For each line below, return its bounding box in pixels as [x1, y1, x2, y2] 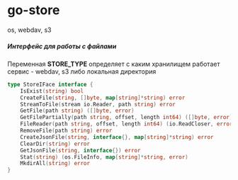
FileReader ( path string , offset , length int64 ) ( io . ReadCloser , [20, 120, 214, 128]
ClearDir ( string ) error [20, 140, 91, 147]
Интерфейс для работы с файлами [7, 42, 117, 50]
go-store [7, 2, 60, 18]
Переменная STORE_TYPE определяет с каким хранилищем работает [7, 60, 220, 68]
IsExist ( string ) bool [20, 87, 84, 94]
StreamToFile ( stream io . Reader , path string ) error [20, 101, 176, 108]
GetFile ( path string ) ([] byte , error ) [20, 107, 135, 115]
